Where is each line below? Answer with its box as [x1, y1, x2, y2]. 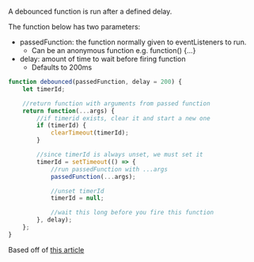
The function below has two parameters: [8, 22, 141, 31]
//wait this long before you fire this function [50, 209, 214, 217]
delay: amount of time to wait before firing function [19, 55, 186, 63]
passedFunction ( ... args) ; [50, 173, 136, 180]
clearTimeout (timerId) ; [50, 129, 129, 137]
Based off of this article [8, 245, 85, 254]
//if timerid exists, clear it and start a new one [36, 114, 211, 122]
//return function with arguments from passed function [22, 99, 211, 108]
